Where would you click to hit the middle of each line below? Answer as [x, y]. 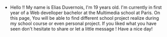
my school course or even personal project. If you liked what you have [83, 23]
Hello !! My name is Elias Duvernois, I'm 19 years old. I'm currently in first [86, 7]
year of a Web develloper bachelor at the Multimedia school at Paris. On [85, 13]
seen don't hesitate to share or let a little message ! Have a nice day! [81, 29]
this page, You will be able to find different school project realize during [85, 18]
